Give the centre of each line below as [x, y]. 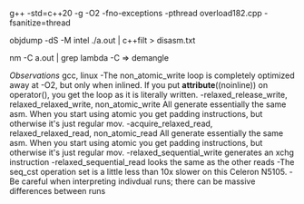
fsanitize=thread [40, 23]
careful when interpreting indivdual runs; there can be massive [138, 181]
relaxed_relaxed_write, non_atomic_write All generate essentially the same [148, 104]
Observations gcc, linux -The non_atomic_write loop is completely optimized [152, 75]
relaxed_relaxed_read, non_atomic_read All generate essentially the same [147, 133]
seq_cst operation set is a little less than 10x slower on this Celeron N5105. [148, 172]
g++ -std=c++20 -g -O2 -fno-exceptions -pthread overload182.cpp [136, 13]
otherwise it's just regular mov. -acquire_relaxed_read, [111, 123]
